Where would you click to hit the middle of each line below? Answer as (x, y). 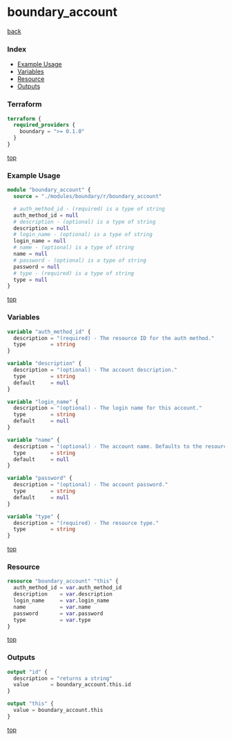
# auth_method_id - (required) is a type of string (89, 208)
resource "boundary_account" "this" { (63, 581)
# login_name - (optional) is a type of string (83, 235)
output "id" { (28, 672)
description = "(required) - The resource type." (86, 523)
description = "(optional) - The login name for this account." (108, 408)
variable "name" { (33, 440)
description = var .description (63, 594)
